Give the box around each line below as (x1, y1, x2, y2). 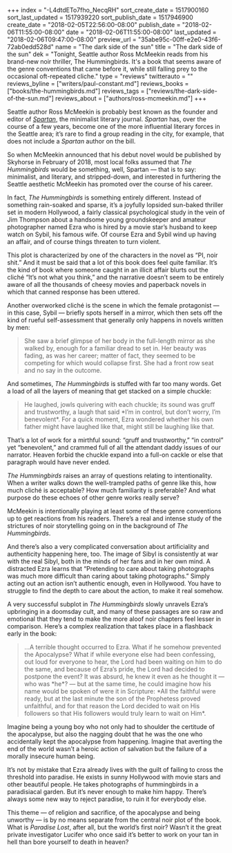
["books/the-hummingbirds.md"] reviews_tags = (7, 87, 145, 95)
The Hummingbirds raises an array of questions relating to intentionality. (7, 471, 213, 480)
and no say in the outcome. (23, 367, 102, 374)
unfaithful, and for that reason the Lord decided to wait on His (23, 702, 200, 710)
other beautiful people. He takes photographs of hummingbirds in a (7, 780, 199, 789)
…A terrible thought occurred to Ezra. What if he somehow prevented (23, 643, 222, 651)
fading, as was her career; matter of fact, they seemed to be (23, 351, 195, 360)
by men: (7, 324, 30, 331)
